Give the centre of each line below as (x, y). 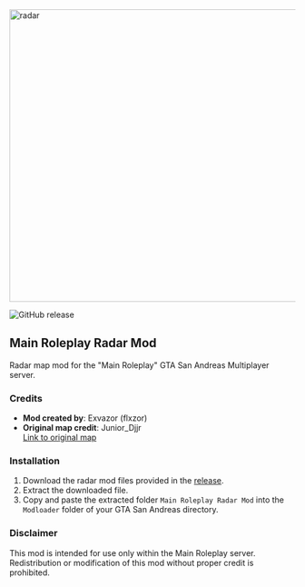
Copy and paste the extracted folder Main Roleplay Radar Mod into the (153, 500)
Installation (35, 461)
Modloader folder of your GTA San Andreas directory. (120, 510)
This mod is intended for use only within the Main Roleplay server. (133, 552)
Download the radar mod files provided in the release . (123, 481)
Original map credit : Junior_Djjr (82, 428)
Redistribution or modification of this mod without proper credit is (132, 562)
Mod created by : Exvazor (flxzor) (85, 418)
